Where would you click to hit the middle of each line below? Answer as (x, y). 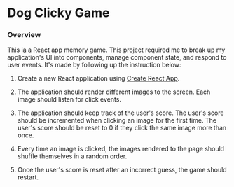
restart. (28, 177)
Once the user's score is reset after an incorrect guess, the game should (122, 170)
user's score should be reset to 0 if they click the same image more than (122, 128)
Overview (24, 35)
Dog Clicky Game (58, 13)
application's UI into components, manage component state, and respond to (117, 57)
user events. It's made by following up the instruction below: (94, 65)
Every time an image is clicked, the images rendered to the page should (121, 149)
